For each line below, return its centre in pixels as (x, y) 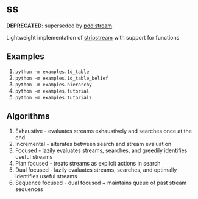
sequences (29, 189)
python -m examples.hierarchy (54, 85)
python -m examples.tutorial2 (54, 97)
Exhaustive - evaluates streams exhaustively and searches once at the (103, 131)
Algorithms (28, 117)
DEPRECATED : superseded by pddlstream (59, 26)
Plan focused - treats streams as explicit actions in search (88, 163)
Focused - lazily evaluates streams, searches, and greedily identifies (101, 150)
